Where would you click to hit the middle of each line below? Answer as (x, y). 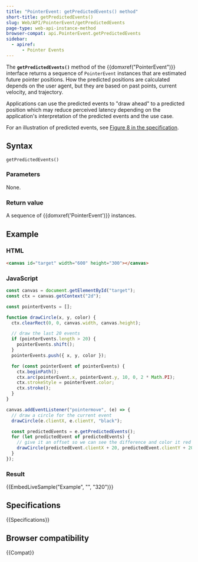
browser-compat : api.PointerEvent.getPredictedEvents (74, 34)
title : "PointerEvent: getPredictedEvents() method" (72, 12)
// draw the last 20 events (46, 334)
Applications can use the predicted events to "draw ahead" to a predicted (95, 103)
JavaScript (22, 278)
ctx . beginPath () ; (38, 372)
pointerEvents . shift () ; (46, 345)
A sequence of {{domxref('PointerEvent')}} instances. (71, 216)
